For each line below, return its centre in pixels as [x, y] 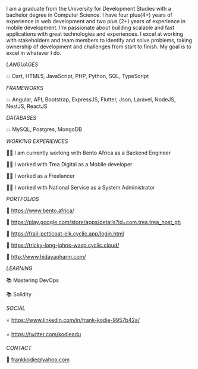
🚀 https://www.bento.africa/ [40, 210]
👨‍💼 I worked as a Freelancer [41, 176]
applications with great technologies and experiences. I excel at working [95, 34]
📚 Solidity [19, 294]
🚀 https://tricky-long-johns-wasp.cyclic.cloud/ [63, 245]
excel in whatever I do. [34, 53]
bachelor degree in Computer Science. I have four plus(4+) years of [89, 15]
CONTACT [19, 348]
